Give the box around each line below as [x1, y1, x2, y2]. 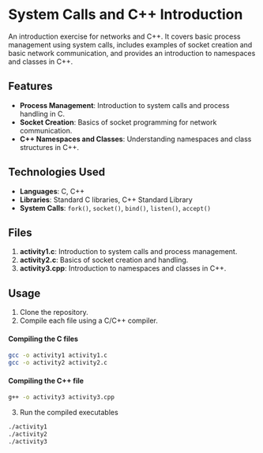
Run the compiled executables [19, 408, 118, 417]
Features [8, 80, 53, 93]
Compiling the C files [8, 334, 79, 343]
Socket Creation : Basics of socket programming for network [19, 117, 217, 127]
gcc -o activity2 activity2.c [8, 359, 108, 367]
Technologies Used [8, 166, 105, 179]
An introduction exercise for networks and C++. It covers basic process [8, 32, 241, 41]
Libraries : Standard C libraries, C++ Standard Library [19, 195, 193, 204]
